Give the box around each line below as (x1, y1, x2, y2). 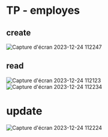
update (6, 105, 43, 118)
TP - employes (6, 4, 80, 17)
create (6, 28, 31, 38)
